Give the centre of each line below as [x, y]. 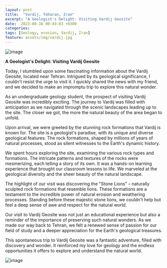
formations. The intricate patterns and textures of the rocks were [72, 158]
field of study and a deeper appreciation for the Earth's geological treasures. [84, 230]
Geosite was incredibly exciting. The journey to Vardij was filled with [75, 102]
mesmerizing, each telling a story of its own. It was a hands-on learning [79, 163]
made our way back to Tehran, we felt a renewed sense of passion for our [81, 225]
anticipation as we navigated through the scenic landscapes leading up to [81, 107]
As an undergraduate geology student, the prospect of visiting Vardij [76, 96]
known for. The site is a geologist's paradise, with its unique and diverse [79, 133]
